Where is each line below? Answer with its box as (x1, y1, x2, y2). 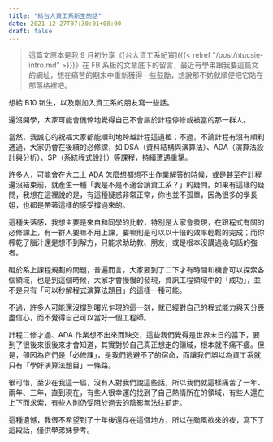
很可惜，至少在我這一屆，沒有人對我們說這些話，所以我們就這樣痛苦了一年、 (8, 378, 265, 388)
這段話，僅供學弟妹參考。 (8, 425, 94, 435)
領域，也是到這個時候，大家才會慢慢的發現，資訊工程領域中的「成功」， (15, 275, 254, 285)
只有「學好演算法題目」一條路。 (8, 360, 115, 370)
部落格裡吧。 (28, 80, 71, 90)
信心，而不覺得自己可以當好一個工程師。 (15, 313, 151, 323)
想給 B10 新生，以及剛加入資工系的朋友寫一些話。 (8, 98, 175, 108)
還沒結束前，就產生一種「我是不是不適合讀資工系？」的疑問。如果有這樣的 (8, 180, 258, 190)
